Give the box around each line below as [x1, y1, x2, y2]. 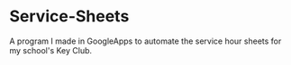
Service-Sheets [9, 6, 130, 27]
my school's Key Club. [9, 45, 93, 55]
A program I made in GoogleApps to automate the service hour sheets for [9, 36, 282, 46]
